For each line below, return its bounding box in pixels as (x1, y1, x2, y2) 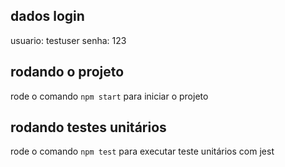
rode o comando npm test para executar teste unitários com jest (10, 145, 275, 158)
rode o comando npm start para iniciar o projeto (10, 90, 209, 102)
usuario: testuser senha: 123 (10, 34, 127, 46)
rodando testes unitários (10, 119, 167, 136)
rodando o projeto (10, 64, 125, 81)
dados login (10, 8, 85, 25)
